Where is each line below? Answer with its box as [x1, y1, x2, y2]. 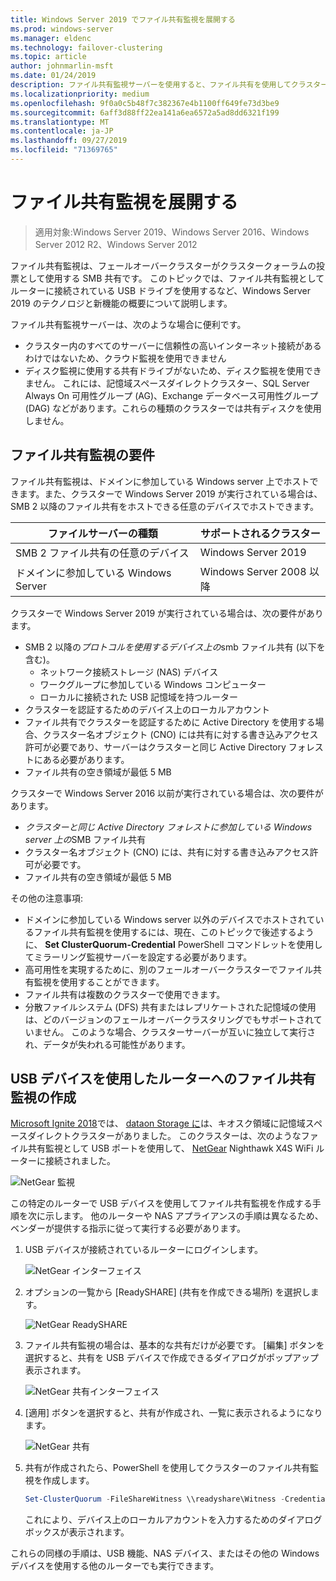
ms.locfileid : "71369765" [10, 145, 118, 155]
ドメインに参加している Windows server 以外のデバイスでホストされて [24, 913, 316, 925]
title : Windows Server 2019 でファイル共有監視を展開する [10, 14, 236, 25]
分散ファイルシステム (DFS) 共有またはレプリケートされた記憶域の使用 [24, 1001, 317, 1013]
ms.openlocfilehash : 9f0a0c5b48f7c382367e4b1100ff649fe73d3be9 [10, 98, 280, 108]
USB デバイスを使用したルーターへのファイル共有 [10, 1071, 317, 1088]
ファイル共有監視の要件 [10, 447, 155, 464]
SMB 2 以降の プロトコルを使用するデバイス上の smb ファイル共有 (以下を [24, 641, 326, 653]
